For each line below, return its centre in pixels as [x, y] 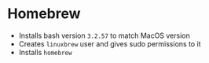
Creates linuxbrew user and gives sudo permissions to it [110, 43]
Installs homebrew [45, 52]
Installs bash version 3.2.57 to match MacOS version [104, 35]
